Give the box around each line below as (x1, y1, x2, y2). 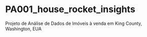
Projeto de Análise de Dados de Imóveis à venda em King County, (5, 20, 142, 26)
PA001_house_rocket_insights (5, 4, 135, 15)
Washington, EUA (5, 25, 42, 31)
